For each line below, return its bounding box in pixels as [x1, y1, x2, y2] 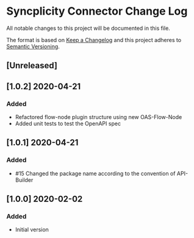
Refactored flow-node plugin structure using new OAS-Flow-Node [15, 114, 182, 121]
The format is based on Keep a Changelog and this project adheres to [6, 36, 182, 43]
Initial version [15, 226, 49, 233]
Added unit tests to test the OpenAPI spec [15, 120, 121, 128]
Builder [15, 176, 34, 184]
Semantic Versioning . [6, 43, 60, 50]
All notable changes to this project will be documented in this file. [6, 24, 171, 32]
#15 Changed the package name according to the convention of [15, 170, 176, 177]
